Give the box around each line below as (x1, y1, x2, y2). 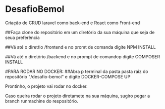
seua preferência (5, 35, 40, 40)
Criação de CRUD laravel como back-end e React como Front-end (5, 20, 140, 26)
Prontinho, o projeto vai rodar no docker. (5, 83, 88, 89)
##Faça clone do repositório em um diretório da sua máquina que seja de (5, 29, 155, 35)
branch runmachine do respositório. (5, 98, 78, 104)
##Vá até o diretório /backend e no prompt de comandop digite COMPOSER (5, 53, 160, 60)
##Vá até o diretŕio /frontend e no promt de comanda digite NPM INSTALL (5, 44, 156, 50)
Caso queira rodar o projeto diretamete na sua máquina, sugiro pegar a (5, 93, 150, 99)
